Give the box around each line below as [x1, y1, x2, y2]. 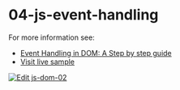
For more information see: [8, 32, 95, 42]
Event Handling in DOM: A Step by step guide [19, 48, 172, 58]
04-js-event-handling [8, 6, 159, 24]
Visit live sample [19, 57, 75, 66]
